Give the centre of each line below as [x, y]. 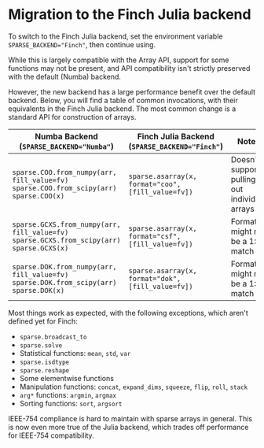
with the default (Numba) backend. [65, 76]
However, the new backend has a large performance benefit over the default [132, 91]
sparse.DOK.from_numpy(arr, [64, 267]
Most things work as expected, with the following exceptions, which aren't [128, 313]
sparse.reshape [44, 370]
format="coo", [155, 184]
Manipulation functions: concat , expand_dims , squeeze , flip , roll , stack [134, 387]
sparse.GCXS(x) [40, 248]
